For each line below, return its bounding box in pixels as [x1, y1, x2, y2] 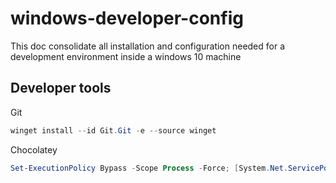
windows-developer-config [10, 7, 244, 30]
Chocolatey [10, 143, 58, 156]
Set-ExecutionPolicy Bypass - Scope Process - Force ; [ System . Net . [10, 163, 288, 173]
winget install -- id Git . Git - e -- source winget [10, 125, 217, 136]
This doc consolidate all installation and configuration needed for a [10, 40, 286, 52]
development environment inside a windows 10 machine [10, 50, 242, 62]
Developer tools [10, 80, 112, 97]
